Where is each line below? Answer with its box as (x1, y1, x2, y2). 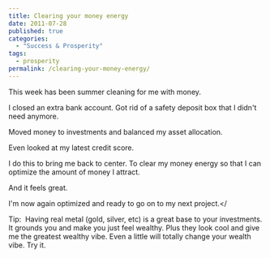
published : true (8, 27, 63, 35)
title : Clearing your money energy (8, 11, 129, 20)
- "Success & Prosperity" (15, 42, 104, 50)
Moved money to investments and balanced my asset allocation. (8, 127, 223, 136)
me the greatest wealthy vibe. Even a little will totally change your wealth (8, 231, 251, 241)
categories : (8, 34, 49, 43)
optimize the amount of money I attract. (8, 167, 140, 177)
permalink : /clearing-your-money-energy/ (8, 65, 151, 73)
